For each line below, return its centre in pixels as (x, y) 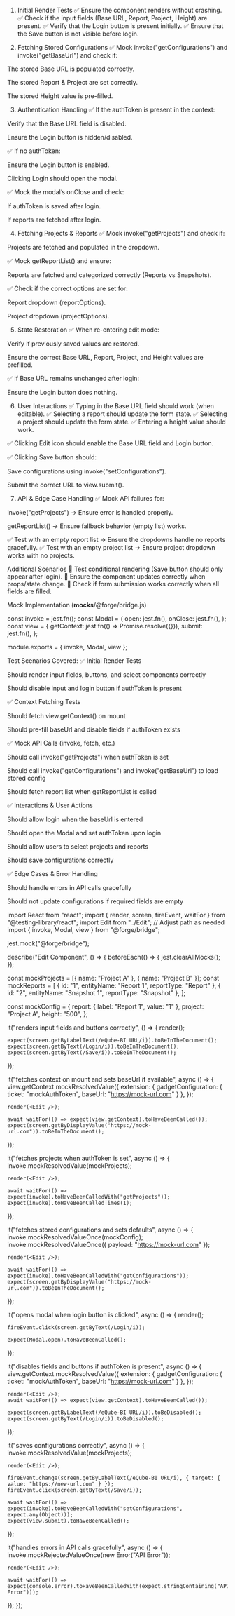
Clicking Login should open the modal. (63, 179)
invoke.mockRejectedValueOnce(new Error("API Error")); (89, 1555)
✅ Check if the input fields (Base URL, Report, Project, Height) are (112, 18)
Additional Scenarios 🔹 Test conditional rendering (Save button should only (115, 569)
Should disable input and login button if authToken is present (94, 688)
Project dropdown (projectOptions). (58, 316)
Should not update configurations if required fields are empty (95, 901)
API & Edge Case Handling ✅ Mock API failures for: (91, 498)
